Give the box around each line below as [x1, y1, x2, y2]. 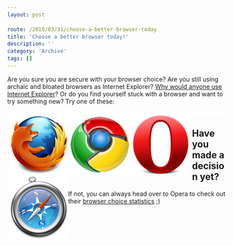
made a [192, 149, 225, 161]
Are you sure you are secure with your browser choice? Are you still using [7, 75, 219, 83]
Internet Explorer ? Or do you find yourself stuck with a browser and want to [7, 90, 223, 98]
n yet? [192, 171, 220, 183]
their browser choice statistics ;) [68, 196, 161, 205]
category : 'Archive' [7, 48, 67, 55]
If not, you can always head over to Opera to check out [68, 189, 226, 198]
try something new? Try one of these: [7, 97, 115, 105]
